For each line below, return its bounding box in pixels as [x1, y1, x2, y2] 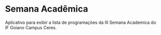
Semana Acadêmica [5, 3, 88, 15]
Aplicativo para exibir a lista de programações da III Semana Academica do [5, 19, 157, 25]
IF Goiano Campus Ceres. [5, 24, 57, 30]
